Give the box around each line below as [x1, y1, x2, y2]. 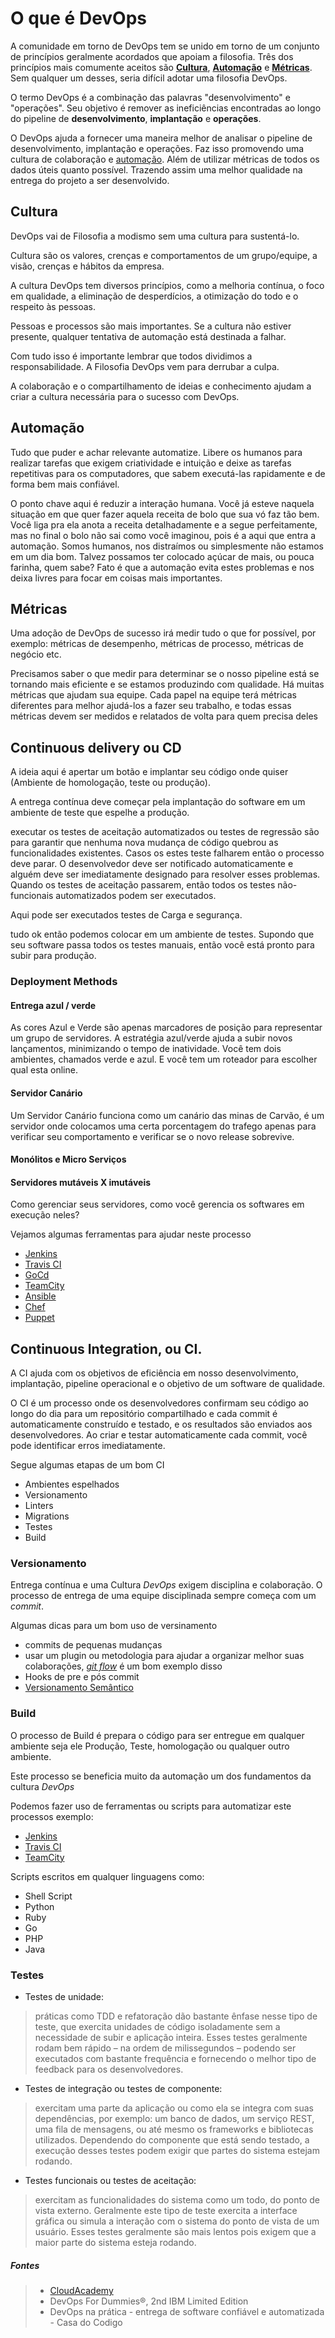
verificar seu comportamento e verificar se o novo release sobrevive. [10, 1130, 295, 1142]
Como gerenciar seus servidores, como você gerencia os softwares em [10, 1198, 305, 1211]
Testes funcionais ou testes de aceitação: [24, 2175, 197, 2187]
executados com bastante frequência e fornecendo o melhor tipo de [34, 2053, 317, 2065]
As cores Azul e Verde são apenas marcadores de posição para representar [10, 1022, 323, 1034]
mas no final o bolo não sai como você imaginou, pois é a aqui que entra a [10, 529, 317, 541]
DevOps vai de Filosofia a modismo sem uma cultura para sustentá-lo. [10, 230, 300, 242]
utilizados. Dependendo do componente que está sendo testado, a [34, 2134, 310, 2146]
